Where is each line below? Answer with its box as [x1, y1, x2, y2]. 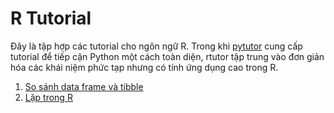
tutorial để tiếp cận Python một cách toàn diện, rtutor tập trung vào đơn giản [10, 50, 325, 62]
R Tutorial [10, 7, 92, 30]
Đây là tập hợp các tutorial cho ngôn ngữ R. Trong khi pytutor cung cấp [10, 40, 303, 52]
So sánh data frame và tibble [24, 80, 144, 92]
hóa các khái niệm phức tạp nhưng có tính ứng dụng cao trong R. [10, 61, 279, 73]
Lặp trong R [24, 91, 73, 103]
